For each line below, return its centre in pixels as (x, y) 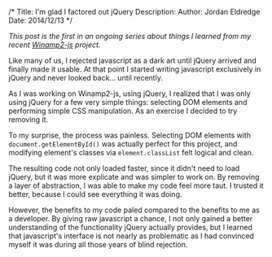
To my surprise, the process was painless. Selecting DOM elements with (129, 135)
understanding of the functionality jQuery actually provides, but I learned (130, 227)
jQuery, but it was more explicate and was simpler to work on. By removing (134, 177)
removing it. (29, 120)
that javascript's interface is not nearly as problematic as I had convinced (132, 236)
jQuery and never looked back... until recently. (86, 78)
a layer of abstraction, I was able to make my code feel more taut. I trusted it (136, 185)
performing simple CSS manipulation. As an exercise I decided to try (123, 111)
